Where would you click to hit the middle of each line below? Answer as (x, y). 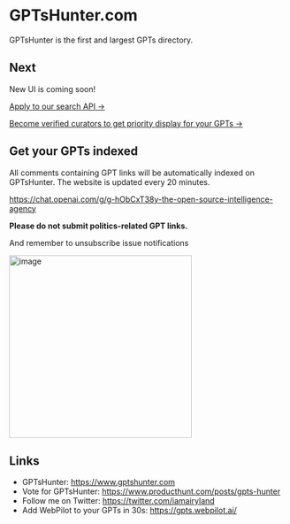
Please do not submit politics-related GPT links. (99, 226)
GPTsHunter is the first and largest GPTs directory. (101, 40)
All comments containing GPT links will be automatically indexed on (132, 173)
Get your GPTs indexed (74, 151)
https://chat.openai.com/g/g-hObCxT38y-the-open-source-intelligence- (141, 199)
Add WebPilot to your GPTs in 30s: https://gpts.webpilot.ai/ (129, 511)
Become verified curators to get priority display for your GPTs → (126, 123)
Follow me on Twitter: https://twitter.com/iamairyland (118, 501)
